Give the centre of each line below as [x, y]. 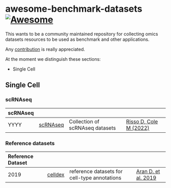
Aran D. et [148, 171]
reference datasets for [96, 171]
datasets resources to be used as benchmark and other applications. [77, 39]
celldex [56, 174]
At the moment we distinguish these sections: [53, 59]
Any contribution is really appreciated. [45, 49]
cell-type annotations [95, 178]
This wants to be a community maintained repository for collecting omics [82, 34]
